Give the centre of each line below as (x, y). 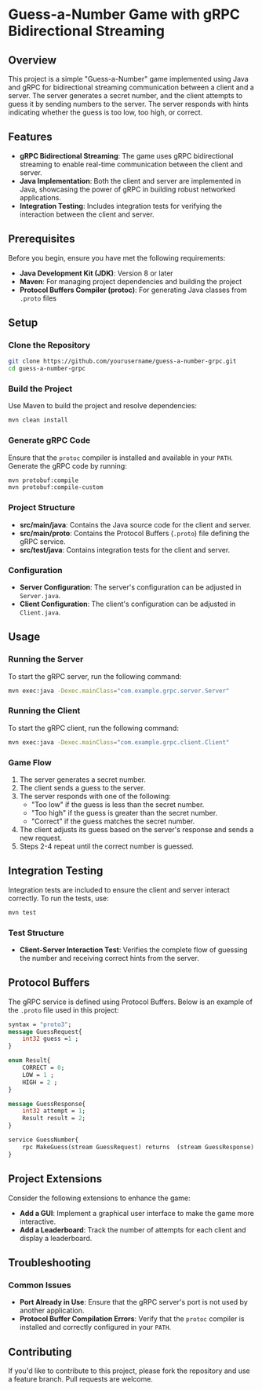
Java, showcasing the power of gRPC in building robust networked (127, 189)
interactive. (38, 1221)
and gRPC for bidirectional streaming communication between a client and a (131, 87)
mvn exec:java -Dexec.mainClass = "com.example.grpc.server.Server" (119, 691)
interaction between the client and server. (87, 214)
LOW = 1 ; (38, 1075)
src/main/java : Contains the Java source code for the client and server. (135, 524)
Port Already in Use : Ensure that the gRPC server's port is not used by (134, 1302)
